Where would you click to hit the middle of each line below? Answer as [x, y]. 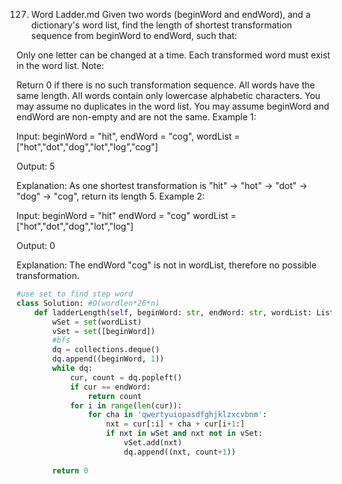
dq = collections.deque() [106, 350]
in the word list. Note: [60, 65]
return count [115, 396]
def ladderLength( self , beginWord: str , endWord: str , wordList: [173, 312]
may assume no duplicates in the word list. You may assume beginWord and [173, 106]
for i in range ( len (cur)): [126, 405]
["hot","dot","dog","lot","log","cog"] [87, 147]
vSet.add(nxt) [153, 443]
